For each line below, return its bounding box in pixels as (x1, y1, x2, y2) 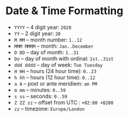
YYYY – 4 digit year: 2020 (14, 24, 72, 31)
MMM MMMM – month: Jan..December (14, 42, 94, 50)
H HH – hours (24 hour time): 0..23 (14, 67, 97, 74)
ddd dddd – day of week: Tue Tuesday (14, 61, 103, 68)
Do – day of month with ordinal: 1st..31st (14, 55, 114, 62)
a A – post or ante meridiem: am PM (14, 80, 98, 87)
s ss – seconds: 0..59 (14, 93, 68, 100)
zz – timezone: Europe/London (14, 105, 85, 112)
